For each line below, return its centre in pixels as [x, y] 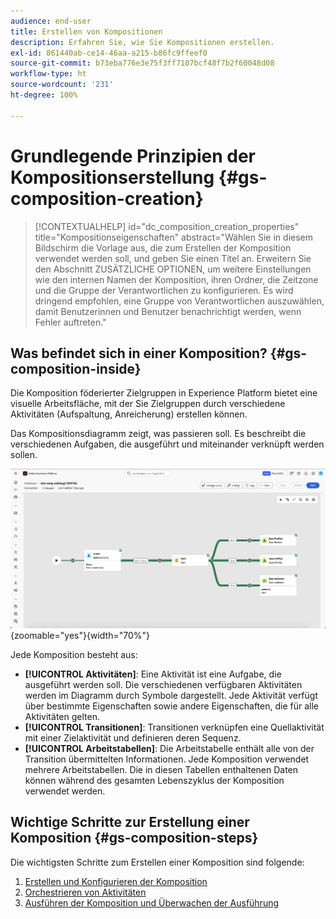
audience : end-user [51, 21]
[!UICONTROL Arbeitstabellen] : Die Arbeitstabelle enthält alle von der [169, 749]
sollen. [24, 455]
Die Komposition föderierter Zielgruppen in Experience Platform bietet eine [164, 393]
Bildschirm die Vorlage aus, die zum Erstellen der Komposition [163, 247]
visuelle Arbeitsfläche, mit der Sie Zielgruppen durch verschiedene [148, 404]
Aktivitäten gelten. [62, 717]
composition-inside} [76, 368]
